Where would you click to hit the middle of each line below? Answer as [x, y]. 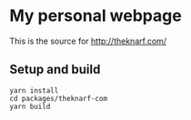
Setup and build [55, 70]
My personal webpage [95, 16]
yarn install [34, 90]
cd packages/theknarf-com [58, 98]
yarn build [30, 106]
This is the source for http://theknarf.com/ [88, 41]
